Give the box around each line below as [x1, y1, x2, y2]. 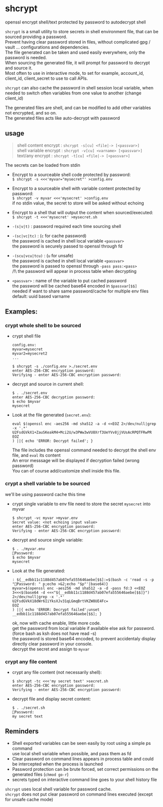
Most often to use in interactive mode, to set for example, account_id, [5, 70, 145, 76]
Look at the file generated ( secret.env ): [12, 412, 91, 418]
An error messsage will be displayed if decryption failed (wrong [12, 458, 140, 464]
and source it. [5, 65, 33, 71]
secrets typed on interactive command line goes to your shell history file [12, 776, 157, 783]
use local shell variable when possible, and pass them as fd [12, 750, 131, 756]
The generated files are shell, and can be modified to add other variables [5, 105, 151, 111]
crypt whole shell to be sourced [5, 322, 81, 329]
